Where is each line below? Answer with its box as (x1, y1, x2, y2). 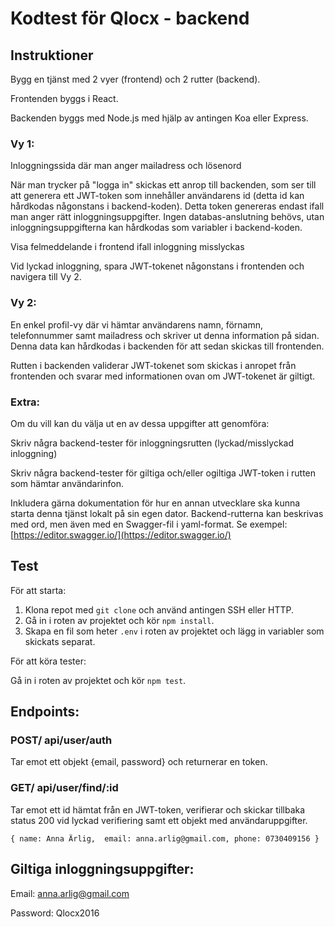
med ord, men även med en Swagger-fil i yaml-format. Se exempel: (10, 518, 288, 530)
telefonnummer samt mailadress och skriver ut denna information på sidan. (10, 329, 320, 341)
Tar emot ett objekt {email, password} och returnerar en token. (10, 756, 268, 768)
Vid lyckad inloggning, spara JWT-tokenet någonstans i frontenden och (10, 260, 305, 272)
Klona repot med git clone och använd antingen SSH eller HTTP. (24, 603, 294, 616)
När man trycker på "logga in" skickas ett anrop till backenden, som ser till (10, 179, 317, 191)
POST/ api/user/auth (10, 733, 113, 747)
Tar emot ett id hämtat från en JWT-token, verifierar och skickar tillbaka (10, 803, 306, 816)
